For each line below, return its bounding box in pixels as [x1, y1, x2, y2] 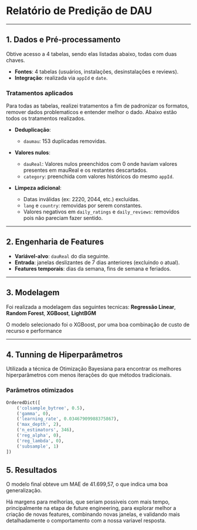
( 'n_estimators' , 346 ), [16, 427, 75, 433]
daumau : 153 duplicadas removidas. [23, 138, 107, 145]
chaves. [6, 56, 25, 64]
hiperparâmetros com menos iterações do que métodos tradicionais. [6, 372, 172, 379]
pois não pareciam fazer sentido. [23, 215, 103, 222]
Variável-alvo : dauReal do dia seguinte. [14, 252, 110, 259]
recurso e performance [6, 327, 63, 334]
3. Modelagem [6, 288, 60, 298]
